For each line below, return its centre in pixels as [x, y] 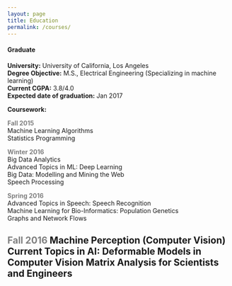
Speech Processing [36, 182]
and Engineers [40, 273]
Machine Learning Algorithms [50, 130]
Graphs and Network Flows [47, 218]
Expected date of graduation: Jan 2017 [65, 96]
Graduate [22, 50]
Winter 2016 [26, 151]
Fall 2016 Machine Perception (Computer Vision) [117, 240]
